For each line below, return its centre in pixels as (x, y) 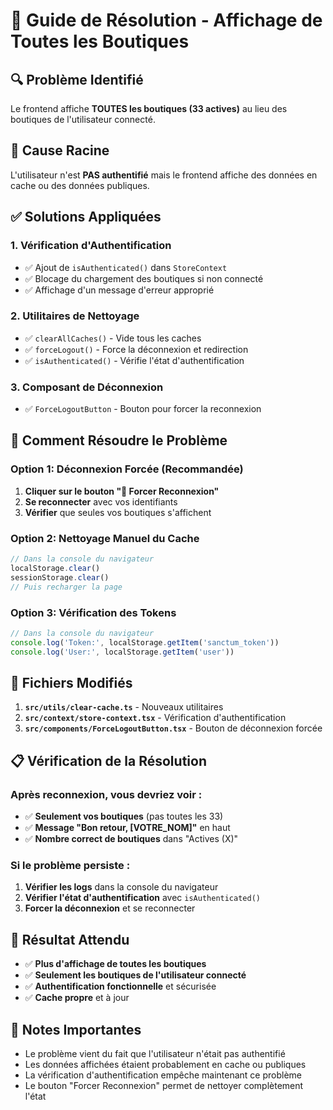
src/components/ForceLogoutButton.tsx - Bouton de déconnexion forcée (173, 728)
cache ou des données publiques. (80, 185)
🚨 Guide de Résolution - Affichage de (166, 20)
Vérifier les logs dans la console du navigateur (121, 887)
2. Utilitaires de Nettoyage (75, 316)
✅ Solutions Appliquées (86, 217)
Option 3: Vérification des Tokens (93, 612)
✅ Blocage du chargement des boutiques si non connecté (144, 278)
